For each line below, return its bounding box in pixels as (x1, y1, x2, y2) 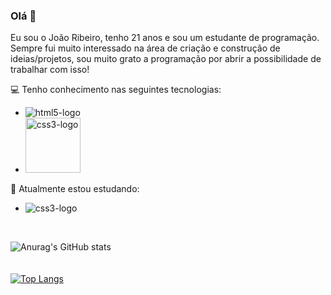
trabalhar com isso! (10, 64, 90, 76)
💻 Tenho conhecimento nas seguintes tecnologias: (10, 84, 222, 96)
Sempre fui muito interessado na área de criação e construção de (10, 42, 281, 54)
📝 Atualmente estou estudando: (10, 183, 140, 195)
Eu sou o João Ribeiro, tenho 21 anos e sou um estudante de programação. (10, 32, 320, 44)
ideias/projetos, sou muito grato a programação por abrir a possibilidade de (10, 53, 322, 65)
